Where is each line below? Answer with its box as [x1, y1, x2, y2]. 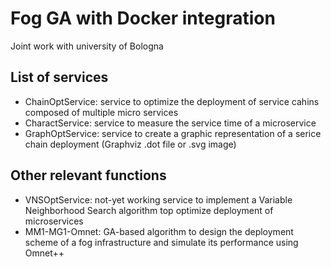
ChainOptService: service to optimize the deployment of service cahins [24, 95, 320, 107]
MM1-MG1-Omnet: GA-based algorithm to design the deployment [24, 225, 294, 237]
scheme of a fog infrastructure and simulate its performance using [24, 236, 299, 248]
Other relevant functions [10, 167, 167, 184]
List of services [10, 69, 109, 86]
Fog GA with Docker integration [10, 7, 276, 30]
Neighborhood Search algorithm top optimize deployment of [24, 204, 274, 216]
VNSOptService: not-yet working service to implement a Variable [24, 193, 293, 206]
